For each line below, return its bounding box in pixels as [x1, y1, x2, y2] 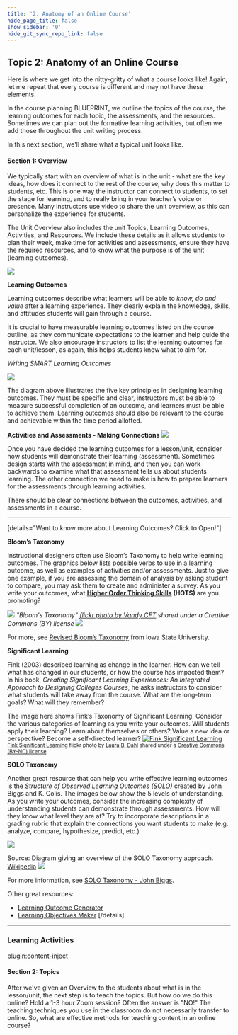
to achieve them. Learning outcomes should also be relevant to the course [7, 408, 225, 418]
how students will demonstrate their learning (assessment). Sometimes [7, 452, 215, 461]
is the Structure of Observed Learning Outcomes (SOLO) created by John [7, 782, 222, 790]
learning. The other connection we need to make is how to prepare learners [7, 475, 228, 484]
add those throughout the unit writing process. [7, 127, 143, 135]
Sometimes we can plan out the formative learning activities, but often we [7, 119, 222, 127]
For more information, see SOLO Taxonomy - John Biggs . [7, 876, 175, 885]
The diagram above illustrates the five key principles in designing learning [7, 387, 223, 395]
